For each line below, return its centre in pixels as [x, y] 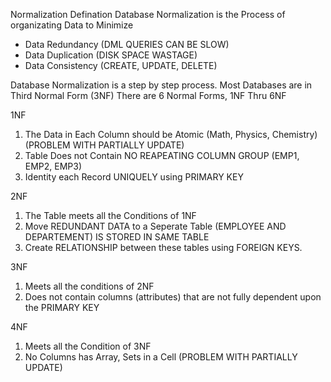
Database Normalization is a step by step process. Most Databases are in [161, 85]
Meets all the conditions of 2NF [89, 286]
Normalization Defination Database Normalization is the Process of [148, 14]
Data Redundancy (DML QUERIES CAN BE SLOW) [127, 44]
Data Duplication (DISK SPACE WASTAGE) [111, 55]
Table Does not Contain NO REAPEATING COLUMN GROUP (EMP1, [162, 155]
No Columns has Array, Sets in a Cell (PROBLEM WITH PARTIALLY [161, 357]
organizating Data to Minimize [72, 25]
